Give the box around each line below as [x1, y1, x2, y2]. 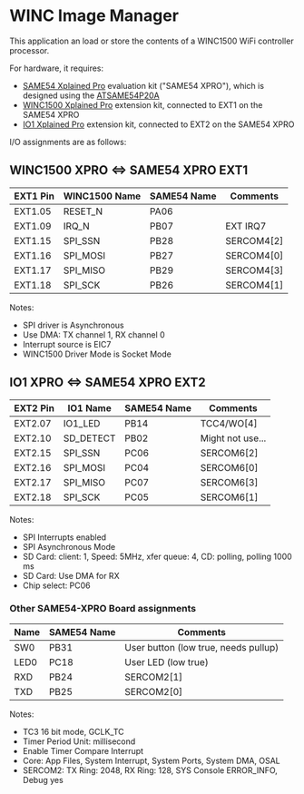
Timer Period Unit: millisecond [22, 736, 136, 747]
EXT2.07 [14, 417, 52, 429]
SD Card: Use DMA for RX [22, 570, 120, 581]
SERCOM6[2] [200, 446, 259, 459]
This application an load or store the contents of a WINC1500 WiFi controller [9, 35, 294, 46]
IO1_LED [63, 417, 101, 429]
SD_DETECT [63, 432, 116, 445]
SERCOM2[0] [124, 685, 183, 698]
